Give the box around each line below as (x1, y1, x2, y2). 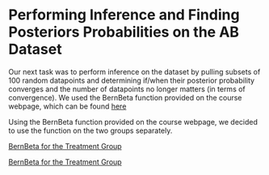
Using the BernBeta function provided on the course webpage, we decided (8, 117, 258, 126)
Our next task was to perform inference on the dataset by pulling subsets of (8, 66, 261, 76)
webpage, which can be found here (8, 101, 127, 111)
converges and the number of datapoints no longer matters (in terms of (8, 83, 246, 94)
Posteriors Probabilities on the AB (8, 23, 240, 41)
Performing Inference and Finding (8, 6, 240, 24)
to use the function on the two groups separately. (8, 126, 173, 135)
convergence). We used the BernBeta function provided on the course (8, 92, 242, 102)
